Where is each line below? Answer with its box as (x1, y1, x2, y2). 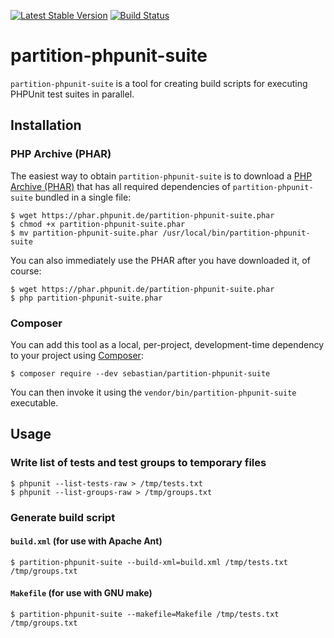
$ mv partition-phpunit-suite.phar (10, 228, 159, 238)
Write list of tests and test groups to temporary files (10, 456, 267, 470)
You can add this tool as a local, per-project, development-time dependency (10, 338, 325, 350)
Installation (10, 117, 82, 134)
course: (10, 265, 42, 277)
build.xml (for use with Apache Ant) (10, 535, 163, 547)
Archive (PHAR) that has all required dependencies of (10, 180, 231, 192)
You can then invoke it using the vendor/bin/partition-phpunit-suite (10, 386, 297, 398)
